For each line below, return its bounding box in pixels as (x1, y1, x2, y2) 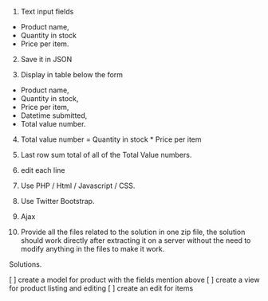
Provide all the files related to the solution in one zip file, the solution (20, 227, 246, 236)
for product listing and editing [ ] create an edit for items (9, 283, 194, 293)
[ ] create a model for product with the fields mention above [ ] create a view (9, 275, 260, 284)
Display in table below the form (20, 70, 123, 79)
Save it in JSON (20, 55, 73, 64)
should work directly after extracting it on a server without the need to (20, 236, 251, 245)
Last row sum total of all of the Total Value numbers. (20, 150, 192, 159)
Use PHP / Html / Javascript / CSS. (20, 181, 136, 190)
